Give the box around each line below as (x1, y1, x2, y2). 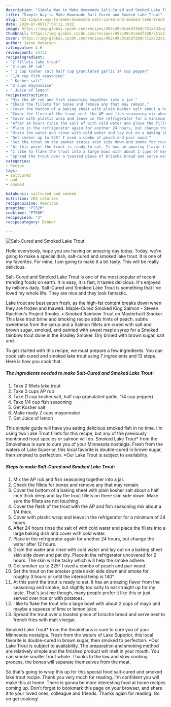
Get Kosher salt (13, 404, 46, 410)
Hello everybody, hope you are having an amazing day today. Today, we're (6, 248, 162, 254)
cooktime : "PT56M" (6, 210, 45, 215)
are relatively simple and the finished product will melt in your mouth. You (6, 648, 159, 654)
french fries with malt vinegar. (13, 617, 76, 623)
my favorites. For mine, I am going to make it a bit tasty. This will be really (6, 259, 159, 265)
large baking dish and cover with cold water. (13, 530, 106, 536)
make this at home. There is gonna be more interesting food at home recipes (6, 680, 166, 686)
